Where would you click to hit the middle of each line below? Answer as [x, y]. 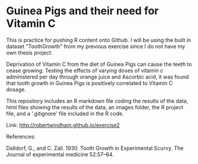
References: [21, 136]
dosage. [16, 89]
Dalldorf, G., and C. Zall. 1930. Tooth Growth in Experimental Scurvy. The [95, 148]
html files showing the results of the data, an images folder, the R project [95, 107]
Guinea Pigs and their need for [82, 11]
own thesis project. [30, 52]
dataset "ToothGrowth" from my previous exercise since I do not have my [96, 46]
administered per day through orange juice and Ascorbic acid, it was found [98, 77]
